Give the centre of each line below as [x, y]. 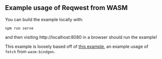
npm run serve [19, 28]
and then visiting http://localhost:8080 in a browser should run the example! [81, 37]
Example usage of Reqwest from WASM [66, 8]
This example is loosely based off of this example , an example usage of [77, 46]
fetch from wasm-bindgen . [30, 51]
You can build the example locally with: [44, 19]
